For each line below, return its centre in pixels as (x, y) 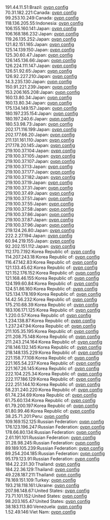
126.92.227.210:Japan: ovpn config (41, 76)
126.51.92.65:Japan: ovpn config (39, 71)
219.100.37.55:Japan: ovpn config (39, 204)
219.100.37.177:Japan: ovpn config (40, 172)
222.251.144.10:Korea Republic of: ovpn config (53, 384)
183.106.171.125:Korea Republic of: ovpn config (53, 310)
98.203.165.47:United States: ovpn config (48, 501)
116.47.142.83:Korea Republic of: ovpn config (51, 262)
